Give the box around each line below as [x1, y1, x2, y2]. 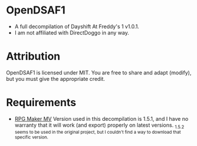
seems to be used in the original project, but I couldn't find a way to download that [14, 129, 181, 135]
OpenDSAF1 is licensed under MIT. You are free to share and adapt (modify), [6, 69, 192, 76]
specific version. [14, 134, 49, 140]
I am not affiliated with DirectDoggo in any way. [14, 29, 129, 36]
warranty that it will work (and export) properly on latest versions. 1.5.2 [14, 121, 185, 130]
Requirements [6, 96, 76, 109]
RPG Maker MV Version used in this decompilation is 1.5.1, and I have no [14, 115, 189, 122]
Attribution [6, 50, 61, 63]
